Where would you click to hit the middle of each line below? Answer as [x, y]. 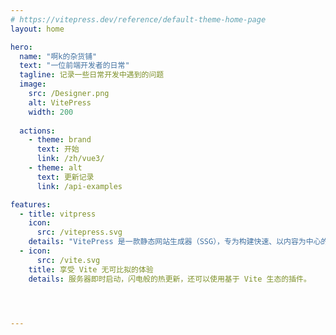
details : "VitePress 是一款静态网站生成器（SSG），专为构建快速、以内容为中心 [175, 242]
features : [31, 204]
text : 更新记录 [65, 177]
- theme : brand [60, 140]
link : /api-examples [79, 186]
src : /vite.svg [68, 260]
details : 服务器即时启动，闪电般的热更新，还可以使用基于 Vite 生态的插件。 [170, 279]
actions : [37, 131]
